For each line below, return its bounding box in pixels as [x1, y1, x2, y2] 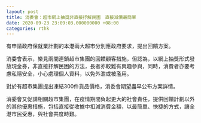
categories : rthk [6, 25, 50, 32]
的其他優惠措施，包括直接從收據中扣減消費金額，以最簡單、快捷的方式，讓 [6, 103, 190, 110]
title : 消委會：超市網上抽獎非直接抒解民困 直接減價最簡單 [6, 14, 136, 20]
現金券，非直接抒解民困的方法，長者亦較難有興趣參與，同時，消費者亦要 [11, 63, 190, 70]
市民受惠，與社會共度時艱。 [11, 110, 80, 118]
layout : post [6, 8, 39, 15]
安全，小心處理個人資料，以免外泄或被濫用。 [22, 70, 132, 78]
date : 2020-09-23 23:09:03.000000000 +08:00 [6, 20, 119, 26]
